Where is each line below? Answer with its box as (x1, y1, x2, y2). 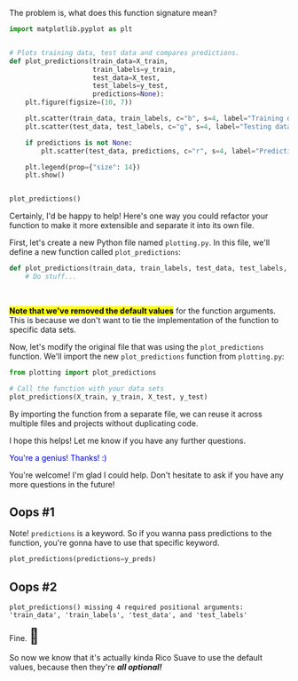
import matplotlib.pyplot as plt (9, 25, 133, 34)
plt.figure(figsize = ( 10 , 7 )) (25, 98, 133, 107)
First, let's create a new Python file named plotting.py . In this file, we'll (9, 237, 271, 248)
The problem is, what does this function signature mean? (9, 8, 217, 18)
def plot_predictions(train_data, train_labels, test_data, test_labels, (9, 264, 288, 273)
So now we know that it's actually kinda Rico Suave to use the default (9, 653, 263, 662)
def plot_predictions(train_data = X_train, (9, 57, 169, 66)
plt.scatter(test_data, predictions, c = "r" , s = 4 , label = (41, 146, 255, 155)
